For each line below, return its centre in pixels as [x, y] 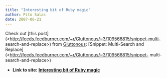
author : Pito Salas [26, 15]
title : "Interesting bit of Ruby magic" [48, 10]
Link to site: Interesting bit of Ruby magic [56, 70]
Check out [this [21, 34]
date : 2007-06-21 [23, 19]
